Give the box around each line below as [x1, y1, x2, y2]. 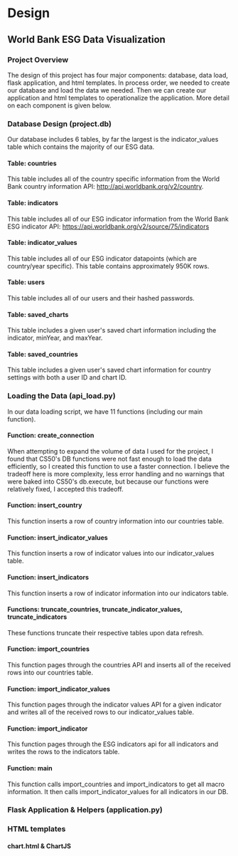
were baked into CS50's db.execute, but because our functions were [7, 477, 209, 486]
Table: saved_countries [7, 350, 78, 358]
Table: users [7, 278, 45, 286]
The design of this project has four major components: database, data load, [7, 71, 229, 79]
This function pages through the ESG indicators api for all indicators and [7, 740, 219, 748]
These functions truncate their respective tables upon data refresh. [7, 628, 204, 637]
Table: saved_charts [7, 310, 69, 318]
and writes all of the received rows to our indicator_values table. [7, 708, 195, 716]
